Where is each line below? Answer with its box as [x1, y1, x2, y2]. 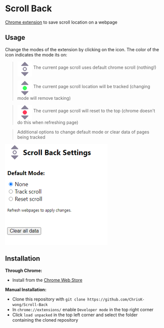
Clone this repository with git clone [12, 296, 85, 302]
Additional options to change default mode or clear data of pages [17, 129, 150, 135]
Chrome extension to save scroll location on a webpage [5, 19, 118, 25]
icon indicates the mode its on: [5, 52, 67, 58]
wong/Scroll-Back [12, 302, 48, 307]
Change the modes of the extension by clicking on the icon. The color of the [5, 46, 160, 52]
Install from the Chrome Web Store [12, 277, 82, 283]
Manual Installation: [5, 286, 47, 293]
